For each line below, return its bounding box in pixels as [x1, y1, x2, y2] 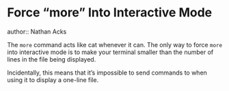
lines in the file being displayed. [7, 55, 96, 63]
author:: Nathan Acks [7, 27, 67, 36]
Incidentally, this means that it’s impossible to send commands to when [7, 68, 207, 77]
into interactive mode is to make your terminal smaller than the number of [7, 48, 214, 56]
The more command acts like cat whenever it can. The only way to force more [7, 40, 223, 49]
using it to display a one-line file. [7, 75, 99, 83]
